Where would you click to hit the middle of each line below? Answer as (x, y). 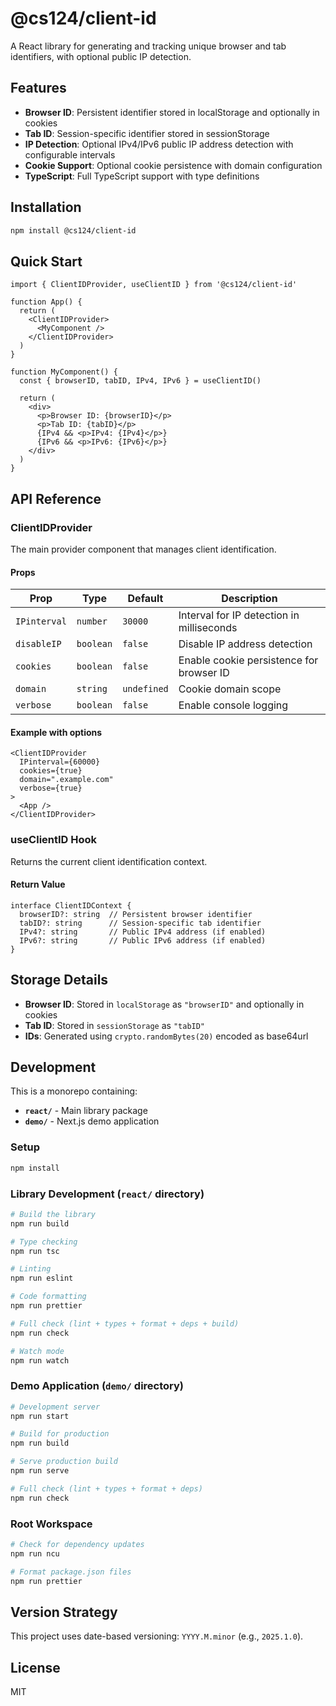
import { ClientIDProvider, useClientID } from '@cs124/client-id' (154, 285)
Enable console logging (233, 705)
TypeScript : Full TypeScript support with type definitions (142, 176)
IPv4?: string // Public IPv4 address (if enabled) (143, 932)
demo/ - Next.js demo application (92, 1121)
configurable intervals (70, 154)
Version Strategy (64, 1612)
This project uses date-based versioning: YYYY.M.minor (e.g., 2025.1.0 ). (157, 1636)
